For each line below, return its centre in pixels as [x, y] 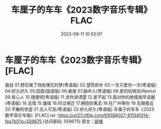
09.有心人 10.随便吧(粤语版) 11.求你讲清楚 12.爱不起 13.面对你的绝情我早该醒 [80, 97]
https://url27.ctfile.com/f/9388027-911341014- [104, 115]
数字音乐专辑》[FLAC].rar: [31, 115]
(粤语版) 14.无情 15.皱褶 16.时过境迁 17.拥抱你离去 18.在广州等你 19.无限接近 [79, 103]
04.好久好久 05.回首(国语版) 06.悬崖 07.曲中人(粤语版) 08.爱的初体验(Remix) [80, 91]
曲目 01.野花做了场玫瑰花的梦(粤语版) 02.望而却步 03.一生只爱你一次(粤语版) [81, 85]
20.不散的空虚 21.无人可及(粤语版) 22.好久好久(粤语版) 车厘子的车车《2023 [80, 109]
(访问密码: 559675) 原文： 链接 [73, 121]
